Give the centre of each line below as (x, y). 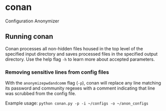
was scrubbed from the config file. (41, 94)
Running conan (29, 37)
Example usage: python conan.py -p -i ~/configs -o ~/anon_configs (77, 103)
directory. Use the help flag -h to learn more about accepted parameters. (80, 59)
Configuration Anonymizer (32, 21)
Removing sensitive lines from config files (57, 72)
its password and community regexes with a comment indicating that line (80, 88)
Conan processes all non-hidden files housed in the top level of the (74, 48)
